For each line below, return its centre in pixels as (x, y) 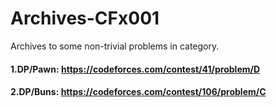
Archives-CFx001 (85, 18)
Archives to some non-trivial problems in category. (115, 46)
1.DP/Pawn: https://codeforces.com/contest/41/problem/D (135, 69)
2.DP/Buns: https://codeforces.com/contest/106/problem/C (138, 92)
